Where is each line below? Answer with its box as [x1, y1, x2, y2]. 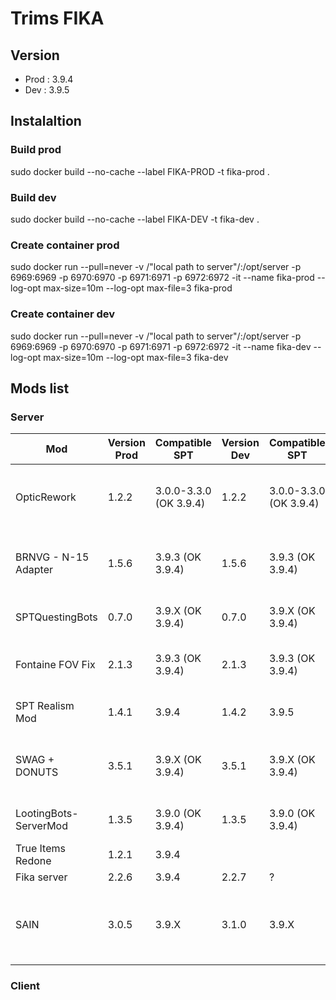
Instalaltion [10, 113, 82, 130]
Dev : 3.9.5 [24, 84, 70, 96]
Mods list [10, 380, 70, 397]
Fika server [15, 870, 68, 884]
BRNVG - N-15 [15, 550, 90, 564]
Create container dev [10, 307, 116, 321]
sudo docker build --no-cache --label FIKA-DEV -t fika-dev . [10, 213, 260, 225]
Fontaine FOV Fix [15, 658, 96, 672]
